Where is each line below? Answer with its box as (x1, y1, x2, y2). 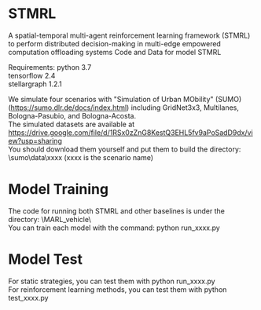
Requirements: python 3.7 (8, 62, 92, 71)
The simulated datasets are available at (8, 119, 135, 129)
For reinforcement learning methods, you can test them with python (8, 284, 227, 294)
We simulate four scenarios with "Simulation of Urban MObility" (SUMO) (8, 94, 242, 104)
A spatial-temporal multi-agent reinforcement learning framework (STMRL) (8, 31, 251, 40)
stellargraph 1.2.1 (8, 79, 62, 89)
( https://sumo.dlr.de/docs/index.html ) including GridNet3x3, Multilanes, (8, 103, 240, 112)
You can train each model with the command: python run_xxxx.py (8, 223, 220, 232)
